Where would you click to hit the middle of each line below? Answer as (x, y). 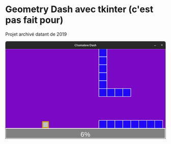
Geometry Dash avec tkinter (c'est (79, 9)
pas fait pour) (34, 20)
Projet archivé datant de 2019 (36, 34)
